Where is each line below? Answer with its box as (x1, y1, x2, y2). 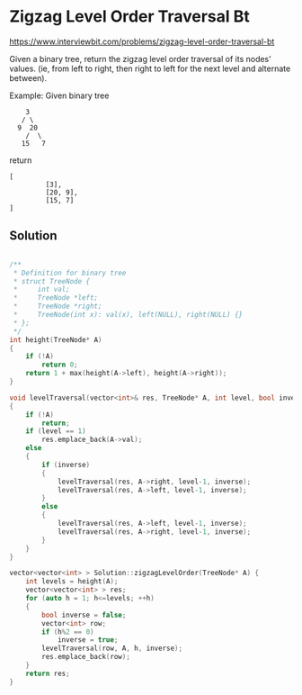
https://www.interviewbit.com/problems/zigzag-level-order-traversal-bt (9, 36, 275, 47)
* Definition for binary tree (13, 268, 127, 277)
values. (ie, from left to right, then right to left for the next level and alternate (9, 63, 291, 74)
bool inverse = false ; (41, 610, 127, 619)
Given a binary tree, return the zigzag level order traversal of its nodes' (9, 53, 271, 64)
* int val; (13, 285, 70, 294)
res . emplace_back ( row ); (41, 653, 130, 662)
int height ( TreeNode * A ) (9, 335, 102, 344)
